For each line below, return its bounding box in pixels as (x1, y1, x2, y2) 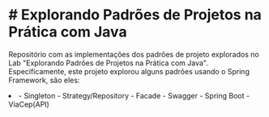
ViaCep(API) (8, 99, 50, 109)
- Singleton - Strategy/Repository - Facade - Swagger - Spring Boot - (19, 90, 250, 100)
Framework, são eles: (8, 75, 80, 85)
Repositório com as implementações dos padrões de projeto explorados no (8, 49, 259, 59)
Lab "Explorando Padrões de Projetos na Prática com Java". (8, 58, 208, 68)
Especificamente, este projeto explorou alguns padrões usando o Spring (8, 66, 250, 76)
